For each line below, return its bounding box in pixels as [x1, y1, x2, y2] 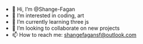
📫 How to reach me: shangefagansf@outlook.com [11, 32, 137, 38]
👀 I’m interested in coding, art [11, 12, 85, 19]
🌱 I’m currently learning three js [11, 18, 89, 25]
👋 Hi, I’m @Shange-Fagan [11, 6, 76, 12]
